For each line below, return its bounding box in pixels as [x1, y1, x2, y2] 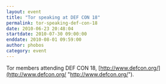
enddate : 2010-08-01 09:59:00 [6, 37, 82, 43]
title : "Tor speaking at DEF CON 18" [6, 14, 101, 20]
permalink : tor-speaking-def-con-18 [6, 20, 98, 26]
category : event [6, 48, 47, 54]
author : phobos [6, 43, 44, 49]
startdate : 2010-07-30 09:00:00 [6, 31, 87, 37]
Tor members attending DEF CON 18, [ [6, 64, 101, 71]
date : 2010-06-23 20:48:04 [6, 25, 74, 32]
